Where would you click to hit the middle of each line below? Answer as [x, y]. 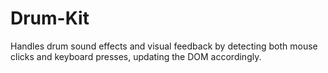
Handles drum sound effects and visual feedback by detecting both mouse [164, 46]
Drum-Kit [50, 18]
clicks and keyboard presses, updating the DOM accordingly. [136, 56]
